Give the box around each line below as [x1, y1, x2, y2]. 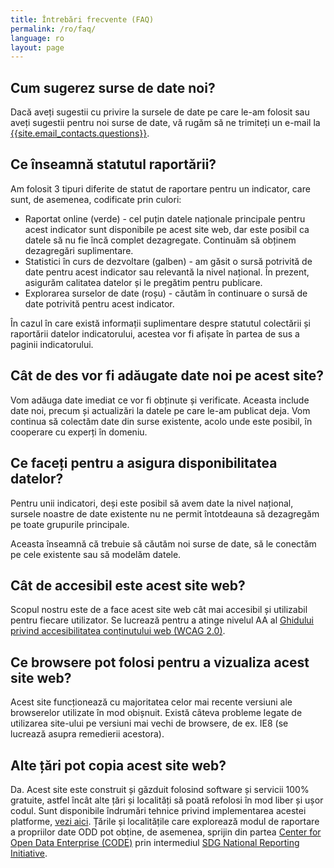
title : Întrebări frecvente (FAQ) [10, 14, 155, 25]
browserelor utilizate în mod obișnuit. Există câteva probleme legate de [10, 707, 303, 719]
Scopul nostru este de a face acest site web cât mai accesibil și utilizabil [10, 604, 308, 616]
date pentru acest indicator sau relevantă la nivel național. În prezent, [24, 266, 310, 278]
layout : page [10, 42, 65, 53]
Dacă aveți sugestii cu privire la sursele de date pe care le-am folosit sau [10, 106, 310, 118]
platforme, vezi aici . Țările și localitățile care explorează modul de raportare [10, 815, 320, 827]
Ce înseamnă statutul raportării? [10, 156, 217, 173]
